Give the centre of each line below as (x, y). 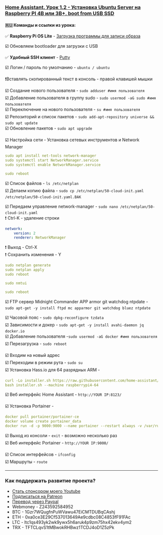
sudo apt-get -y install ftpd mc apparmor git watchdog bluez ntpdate (78, 308)
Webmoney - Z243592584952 (43, 507)
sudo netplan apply (25, 270)
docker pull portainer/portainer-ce (42, 417)
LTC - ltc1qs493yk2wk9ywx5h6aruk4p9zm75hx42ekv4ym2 (72, 522)
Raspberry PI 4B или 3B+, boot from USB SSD (60, 13)
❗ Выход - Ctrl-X (21, 247)
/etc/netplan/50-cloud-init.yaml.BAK (43, 197)
